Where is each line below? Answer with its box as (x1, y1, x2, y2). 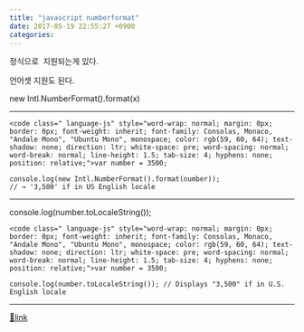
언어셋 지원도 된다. (9, 75, 75, 86)
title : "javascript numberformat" (9, 13, 140, 23)
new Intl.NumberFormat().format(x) (9, 93, 140, 104)
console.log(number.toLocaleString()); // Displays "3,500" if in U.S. (9, 280, 285, 289)
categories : (9, 30, 54, 39)
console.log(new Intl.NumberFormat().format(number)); (9, 175, 221, 184)
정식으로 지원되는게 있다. (9, 56, 100, 67)
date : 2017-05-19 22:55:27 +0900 (9, 22, 136, 31)
